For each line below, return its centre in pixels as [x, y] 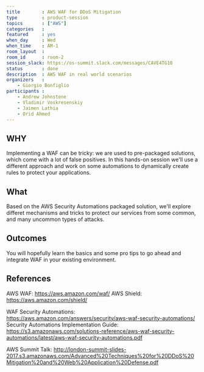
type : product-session [47, 18]
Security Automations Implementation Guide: [62, 325]
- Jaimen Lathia [38, 108]
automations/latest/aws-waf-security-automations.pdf [75, 337]
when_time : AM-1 [33, 46]
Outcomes [26, 238]
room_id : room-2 [35, 57]
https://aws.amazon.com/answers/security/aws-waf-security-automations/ [101, 318]
